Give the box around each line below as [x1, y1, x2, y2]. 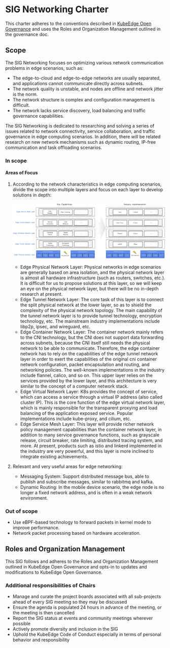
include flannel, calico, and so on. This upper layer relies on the [20, 372, 153, 378]
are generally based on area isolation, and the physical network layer [20, 269, 165, 275]
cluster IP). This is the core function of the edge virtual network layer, [20, 399, 165, 405]
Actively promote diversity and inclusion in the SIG [12, 626, 118, 632]
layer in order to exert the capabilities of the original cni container [20, 356, 157, 362]
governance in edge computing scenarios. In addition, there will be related [5, 134, 161, 140]
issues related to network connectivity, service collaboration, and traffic [5, 128, 156, 134]
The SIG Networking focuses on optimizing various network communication [5, 60, 164, 66]
